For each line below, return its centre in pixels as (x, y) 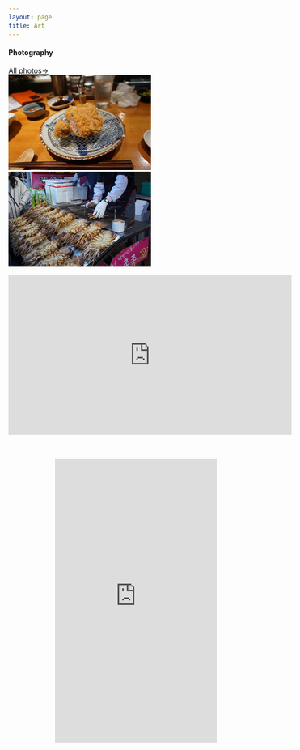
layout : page (30, 17)
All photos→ (29, 70)
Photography (31, 53)
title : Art (27, 26)
